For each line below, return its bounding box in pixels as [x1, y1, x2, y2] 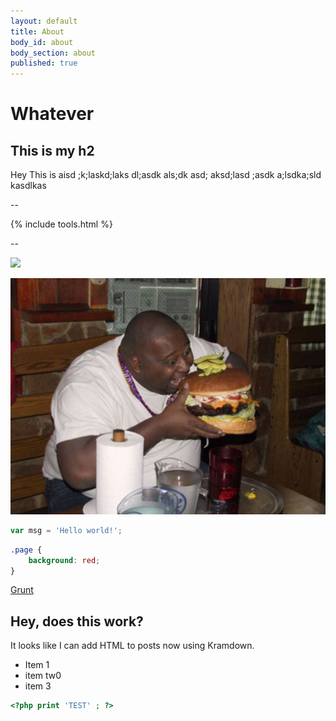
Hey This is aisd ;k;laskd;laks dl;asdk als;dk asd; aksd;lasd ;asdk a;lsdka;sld [10, 169, 322, 181]
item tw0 [24, 670, 62, 682]
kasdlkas [10, 180, 47, 192]
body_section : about [10, 48, 97, 58]
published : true [10, 58, 78, 69]
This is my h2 [10, 142, 95, 159]
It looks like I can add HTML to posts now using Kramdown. [10, 640, 255, 652]
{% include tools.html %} [10, 218, 113, 230]
